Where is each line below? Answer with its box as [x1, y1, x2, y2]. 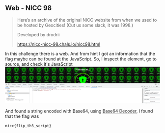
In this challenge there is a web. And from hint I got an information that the [5, 51, 156, 56]
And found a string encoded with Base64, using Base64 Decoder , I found [5, 108, 153, 114]
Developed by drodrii [17, 31, 60, 37]
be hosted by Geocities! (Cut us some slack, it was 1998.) [17, 22, 134, 28]
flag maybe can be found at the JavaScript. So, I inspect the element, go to [5, 56, 157, 62]
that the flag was [5, 113, 39, 119]
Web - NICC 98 [5, 4, 52, 12]
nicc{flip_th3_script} [5, 124, 52, 129]
